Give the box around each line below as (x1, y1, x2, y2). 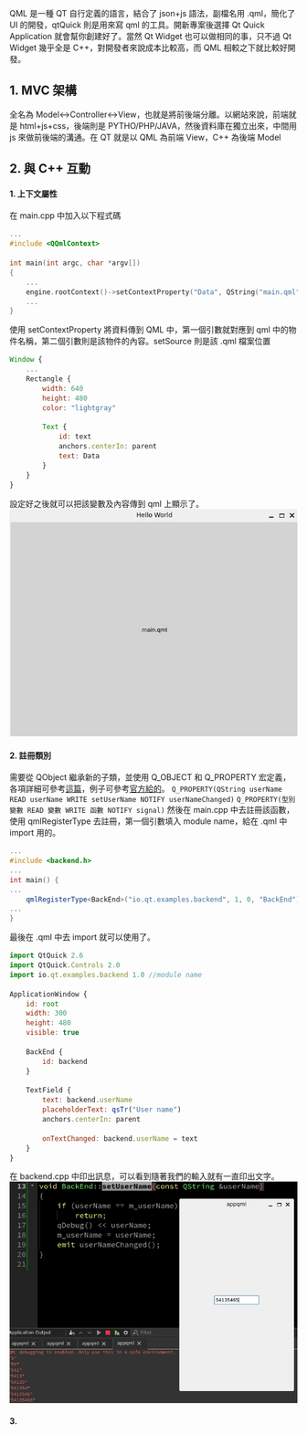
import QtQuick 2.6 (9, 951, 84, 961)
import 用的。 (9, 828, 61, 838)
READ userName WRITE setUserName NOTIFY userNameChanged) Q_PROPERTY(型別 (9, 796, 296, 805)
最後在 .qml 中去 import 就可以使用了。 (9, 932, 155, 943)
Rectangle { (26, 374, 71, 384)
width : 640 (42, 384, 84, 393)
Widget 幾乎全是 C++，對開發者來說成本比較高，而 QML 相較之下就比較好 (9, 42, 288, 53)
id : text (58, 432, 92, 441)
